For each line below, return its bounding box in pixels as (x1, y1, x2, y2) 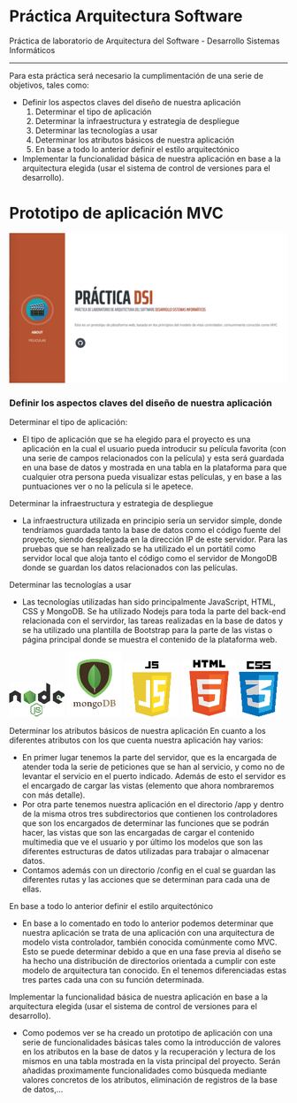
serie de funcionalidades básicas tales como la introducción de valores (21, 1037, 281, 1047)
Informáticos (9, 44, 56, 55)
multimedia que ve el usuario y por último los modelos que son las (21, 837, 263, 847)
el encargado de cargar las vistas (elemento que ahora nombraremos (21, 780, 275, 791)
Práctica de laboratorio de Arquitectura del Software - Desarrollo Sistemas (9, 35, 280, 46)
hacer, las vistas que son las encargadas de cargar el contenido (21, 827, 255, 837)
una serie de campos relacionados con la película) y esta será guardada (21, 452, 285, 463)
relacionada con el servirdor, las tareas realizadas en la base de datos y (21, 615, 284, 626)
